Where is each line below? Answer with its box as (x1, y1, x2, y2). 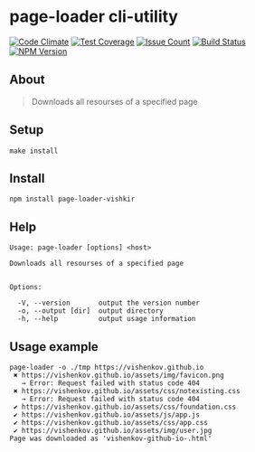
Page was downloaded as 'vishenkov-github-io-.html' (9, 434, 212, 443)
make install (9, 146, 59, 155)
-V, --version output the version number (17, 298, 201, 308)
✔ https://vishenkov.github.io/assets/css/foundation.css (13, 402, 237, 411)
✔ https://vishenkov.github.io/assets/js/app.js (13, 410, 201, 419)
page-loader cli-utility (9, 6, 179, 27)
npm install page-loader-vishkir (9, 194, 136, 204)
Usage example (9, 339, 99, 354)
